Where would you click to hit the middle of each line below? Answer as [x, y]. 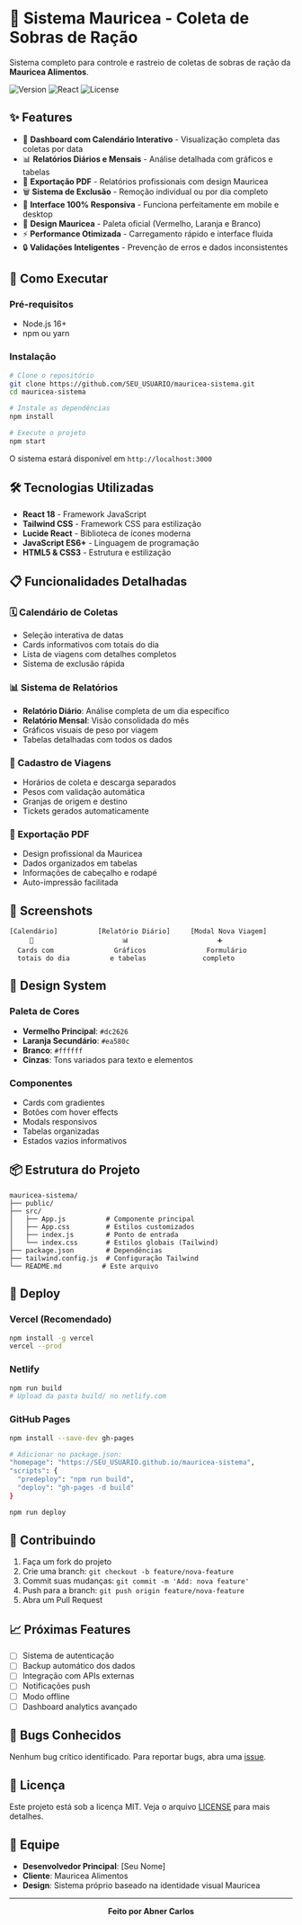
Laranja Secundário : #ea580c [76, 1040]
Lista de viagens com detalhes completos [99, 655]
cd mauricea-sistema [48, 392]
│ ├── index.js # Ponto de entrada [94, 1234]
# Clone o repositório [52, 375]
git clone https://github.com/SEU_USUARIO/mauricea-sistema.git [132, 384]
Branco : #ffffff [53, 1050]
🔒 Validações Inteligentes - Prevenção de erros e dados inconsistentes [155, 247]
